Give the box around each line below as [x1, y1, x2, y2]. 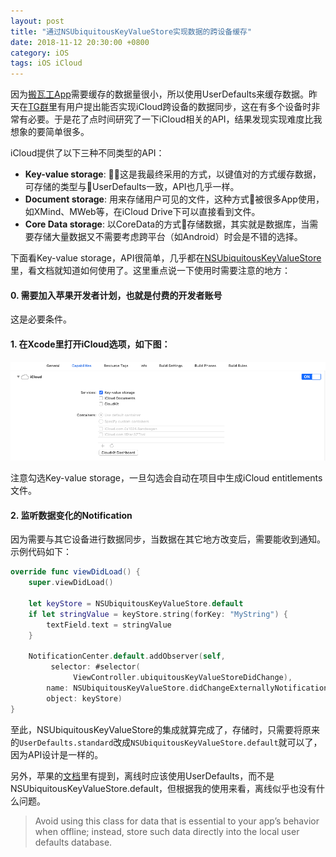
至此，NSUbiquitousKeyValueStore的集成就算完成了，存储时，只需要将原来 [10, 723, 320, 735]
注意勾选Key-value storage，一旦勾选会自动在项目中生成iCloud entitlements [10, 472, 323, 484]
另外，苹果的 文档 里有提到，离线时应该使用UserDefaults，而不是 [10, 770, 275, 782]
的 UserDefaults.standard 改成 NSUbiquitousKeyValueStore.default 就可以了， [10, 736, 323, 748]
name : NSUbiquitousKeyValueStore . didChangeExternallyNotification [46, 683, 329, 693]
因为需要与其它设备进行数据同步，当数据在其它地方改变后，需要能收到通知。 [10, 533, 326, 545]
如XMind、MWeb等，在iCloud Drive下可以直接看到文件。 [24, 206, 261, 218]
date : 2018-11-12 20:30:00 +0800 [10, 37, 150, 47]
